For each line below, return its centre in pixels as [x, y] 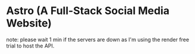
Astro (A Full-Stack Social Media [88, 11]
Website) [29, 23]
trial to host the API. [30, 46]
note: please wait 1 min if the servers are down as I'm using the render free [97, 39]
